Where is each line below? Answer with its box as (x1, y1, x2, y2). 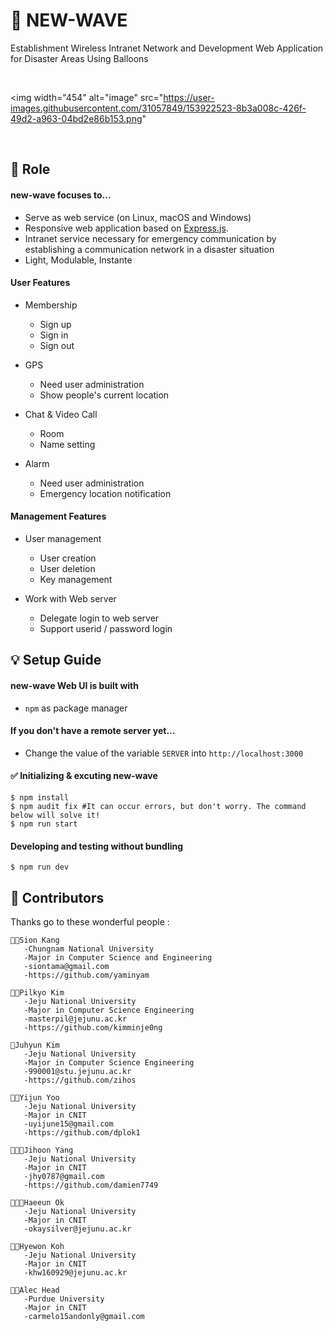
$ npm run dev (10, 862, 70, 873)
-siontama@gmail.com (23, 961, 110, 971)
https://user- (163, 91, 215, 103)
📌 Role (10, 161, 51, 178)
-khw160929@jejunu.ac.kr (23, 1267, 128, 1278)
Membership (24, 299, 78, 311)
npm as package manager (24, 702, 128, 714)
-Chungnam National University (23, 944, 155, 954)
